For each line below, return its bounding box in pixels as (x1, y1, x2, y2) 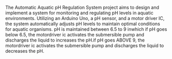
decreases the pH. (5, 48, 45, 54)
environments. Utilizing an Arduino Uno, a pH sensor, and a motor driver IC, (5, 15, 165, 21)
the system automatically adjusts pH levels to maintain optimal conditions (5, 21, 160, 27)
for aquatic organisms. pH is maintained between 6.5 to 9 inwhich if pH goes (5, 26, 167, 32)
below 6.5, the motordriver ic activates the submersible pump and (5, 32, 145, 37)
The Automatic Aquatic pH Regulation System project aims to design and (5, 5, 159, 10)
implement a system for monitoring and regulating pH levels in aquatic (5, 10, 154, 16)
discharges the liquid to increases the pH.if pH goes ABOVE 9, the (5, 37, 145, 43)
